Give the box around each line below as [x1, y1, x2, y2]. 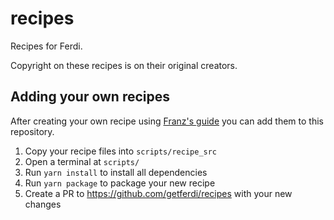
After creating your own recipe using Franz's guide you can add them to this [10, 115, 324, 127]
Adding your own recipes [10, 88, 171, 106]
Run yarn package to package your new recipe [24, 177, 216, 189]
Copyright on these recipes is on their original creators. [10, 59, 238, 71]
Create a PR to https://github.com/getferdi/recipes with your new [24, 187, 293, 199]
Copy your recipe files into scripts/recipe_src [24, 145, 218, 157]
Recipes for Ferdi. [10, 40, 83, 52]
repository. [10, 125, 55, 137]
